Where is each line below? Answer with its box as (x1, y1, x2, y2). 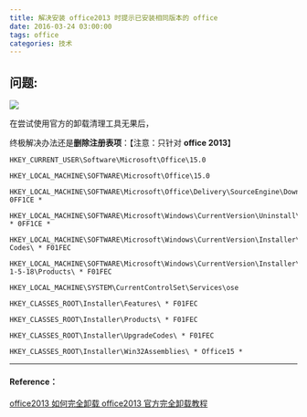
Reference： (9, 376, 58, 387)
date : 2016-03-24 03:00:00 (9, 22, 112, 31)
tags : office (9, 30, 59, 39)
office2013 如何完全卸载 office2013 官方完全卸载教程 (9, 398, 208, 409)
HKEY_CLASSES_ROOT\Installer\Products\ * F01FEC (9, 316, 198, 325)
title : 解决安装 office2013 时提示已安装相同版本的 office (9, 13, 218, 23)
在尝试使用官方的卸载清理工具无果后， (9, 118, 153, 129)
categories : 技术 (9, 38, 73, 48)
